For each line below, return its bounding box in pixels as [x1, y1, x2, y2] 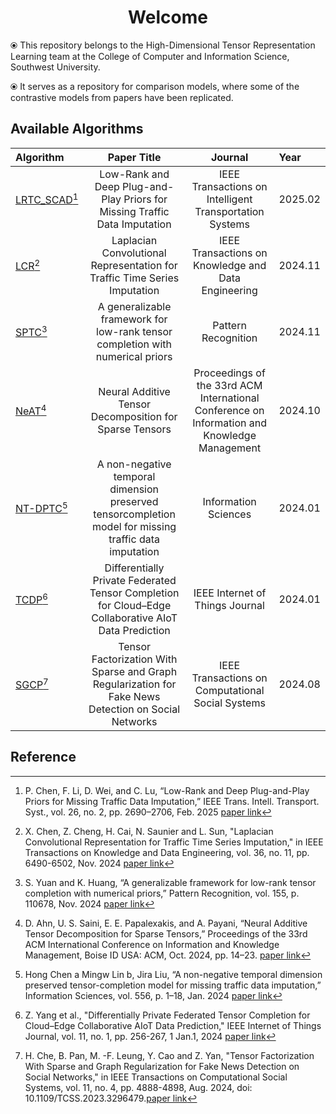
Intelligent [206, 192, 253, 206]
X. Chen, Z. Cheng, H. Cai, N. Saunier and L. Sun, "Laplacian [24, 825, 274, 837]
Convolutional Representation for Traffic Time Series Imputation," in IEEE [24, 836, 324, 848]
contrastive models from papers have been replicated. [10, 91, 234, 103]
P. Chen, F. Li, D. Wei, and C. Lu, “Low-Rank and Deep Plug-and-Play [24, 784, 310, 796]
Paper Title [107, 150, 162, 164]
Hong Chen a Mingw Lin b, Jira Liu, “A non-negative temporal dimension [24, 968, 323, 980]
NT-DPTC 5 [15, 500, 68, 516]
